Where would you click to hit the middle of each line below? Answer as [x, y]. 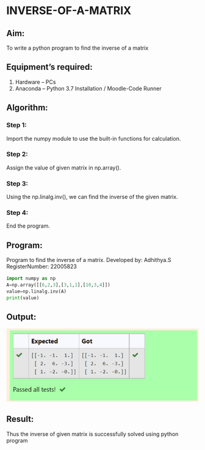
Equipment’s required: [49, 67]
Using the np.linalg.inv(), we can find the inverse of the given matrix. [92, 197]
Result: [20, 419]
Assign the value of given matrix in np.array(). [64, 167]
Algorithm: [27, 108]
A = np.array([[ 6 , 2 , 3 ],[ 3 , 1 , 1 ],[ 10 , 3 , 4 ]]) [59, 285]
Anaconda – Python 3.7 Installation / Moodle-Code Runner [88, 88]
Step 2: [17, 154]
